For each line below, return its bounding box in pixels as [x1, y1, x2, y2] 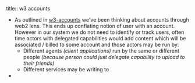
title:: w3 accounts [6, 5, 51, 12]
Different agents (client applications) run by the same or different [23, 47, 179, 54]
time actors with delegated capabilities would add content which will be [14, 35, 186, 41]
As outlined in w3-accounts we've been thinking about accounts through [14, 16, 189, 23]
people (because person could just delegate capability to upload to [23, 54, 185, 60]
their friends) [23, 60, 55, 67]
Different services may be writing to [23, 66, 109, 72]
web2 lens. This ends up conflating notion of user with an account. [14, 23, 175, 29]
